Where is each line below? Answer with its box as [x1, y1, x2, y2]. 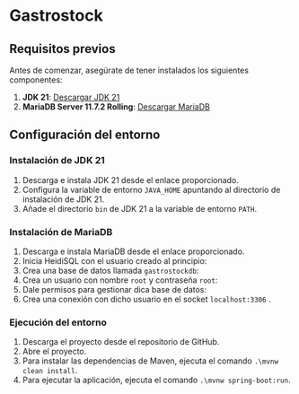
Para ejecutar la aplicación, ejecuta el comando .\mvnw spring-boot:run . [22, 374, 291, 386]
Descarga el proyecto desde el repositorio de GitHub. [22, 337, 220, 347]
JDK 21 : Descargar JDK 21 [22, 92, 120, 102]
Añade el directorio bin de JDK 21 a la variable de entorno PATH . [22, 203, 258, 214]
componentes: [9, 74, 63, 85]
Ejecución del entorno [9, 316, 108, 328]
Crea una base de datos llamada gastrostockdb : [22, 265, 199, 276]
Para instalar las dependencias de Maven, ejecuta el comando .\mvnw [22, 355, 279, 366]
